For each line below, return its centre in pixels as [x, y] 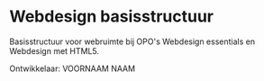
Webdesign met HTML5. [55, 50]
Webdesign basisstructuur [112, 17]
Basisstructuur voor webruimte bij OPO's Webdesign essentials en [132, 41]
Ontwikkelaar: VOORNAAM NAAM [73, 68]
